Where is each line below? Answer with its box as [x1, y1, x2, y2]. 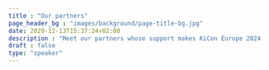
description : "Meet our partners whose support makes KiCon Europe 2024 [8, 34, 262, 43]
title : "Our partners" [8, 11, 89, 20]
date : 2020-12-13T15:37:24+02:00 [8, 27, 121, 35]
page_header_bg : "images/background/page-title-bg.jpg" [8, 19, 204, 27]
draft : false [8, 42, 56, 50]
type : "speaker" [8, 49, 63, 57]
